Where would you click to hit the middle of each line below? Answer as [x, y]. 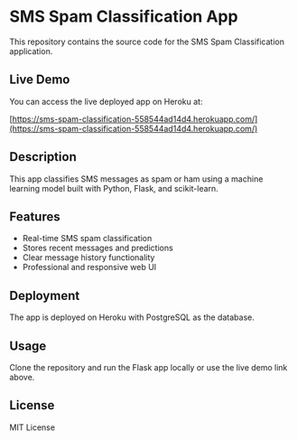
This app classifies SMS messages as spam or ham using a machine [136, 179]
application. [31, 51]
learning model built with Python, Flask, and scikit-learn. [114, 188]
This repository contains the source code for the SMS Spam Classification [147, 42]
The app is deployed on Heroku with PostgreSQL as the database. [132, 317]
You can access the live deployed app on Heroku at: [106, 101]
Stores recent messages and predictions [97, 248]
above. [22, 377]
